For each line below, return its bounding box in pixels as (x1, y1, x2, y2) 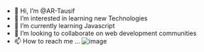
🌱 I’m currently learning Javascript (14, 22, 115, 30)
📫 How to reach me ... (14, 37, 80, 45)
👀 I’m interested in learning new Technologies (14, 14, 148, 22)
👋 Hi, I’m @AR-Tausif (14, 7, 75, 15)
